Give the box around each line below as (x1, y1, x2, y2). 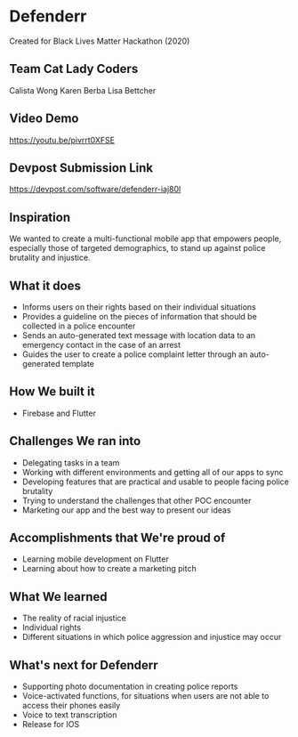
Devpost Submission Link (9, 160, 154, 175)
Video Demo (9, 111, 79, 126)
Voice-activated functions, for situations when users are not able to (21, 691, 270, 701)
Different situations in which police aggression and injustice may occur (21, 632, 282, 643)
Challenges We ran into (9, 433, 141, 449)
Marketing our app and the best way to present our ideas (21, 505, 231, 515)
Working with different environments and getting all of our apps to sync (21, 466, 284, 477)
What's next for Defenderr (9, 657, 158, 673)
